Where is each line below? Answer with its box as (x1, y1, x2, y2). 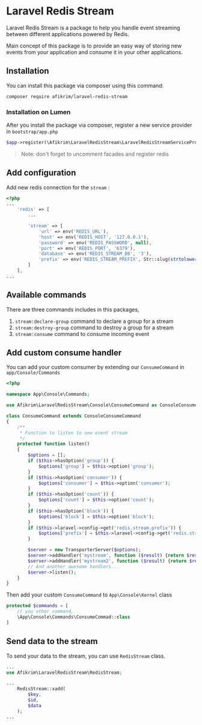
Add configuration (6, 168, 76, 178)
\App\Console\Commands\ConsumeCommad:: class (17, 614, 130, 620)
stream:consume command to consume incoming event (14, 330, 150, 337)
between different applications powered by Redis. (6, 30, 129, 37)
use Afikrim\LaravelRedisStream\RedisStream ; (6, 669, 122, 676)
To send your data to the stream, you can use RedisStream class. (6, 652, 166, 659)
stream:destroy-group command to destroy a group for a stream (14, 323, 174, 331)
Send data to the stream (6, 636, 98, 647)
